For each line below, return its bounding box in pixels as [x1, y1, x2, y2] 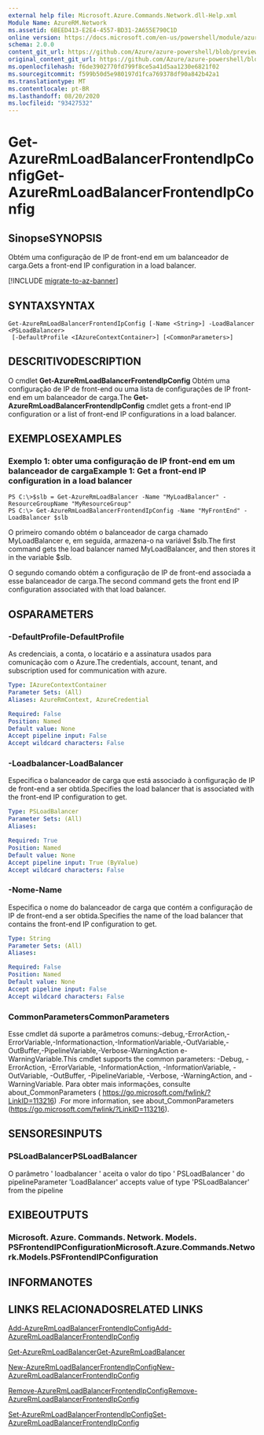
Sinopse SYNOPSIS [8, 232, 103, 245]
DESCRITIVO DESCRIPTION [8, 355, 141, 369]
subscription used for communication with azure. [8, 666, 167, 676]
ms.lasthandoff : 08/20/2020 [8, 92, 101, 100]
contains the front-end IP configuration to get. [8, 919, 157, 929]
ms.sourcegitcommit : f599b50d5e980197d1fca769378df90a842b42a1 [8, 70, 220, 78]
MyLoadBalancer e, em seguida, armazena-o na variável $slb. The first [8, 536, 236, 546]
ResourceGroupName [8, 500, 68, 508]
